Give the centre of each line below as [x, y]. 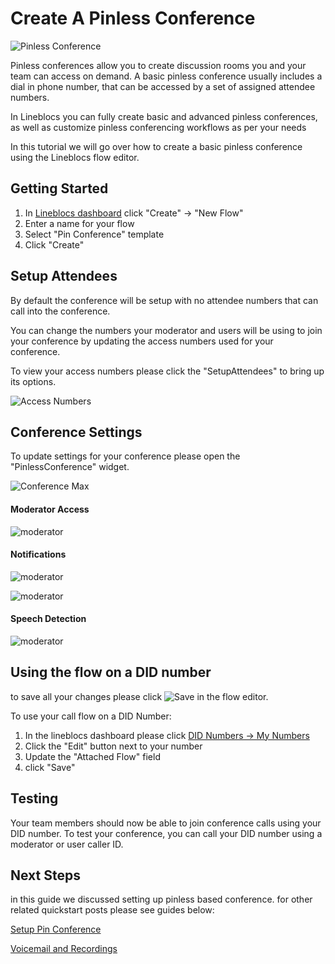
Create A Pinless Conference [133, 18]
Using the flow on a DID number [111, 672]
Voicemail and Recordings [64, 949]
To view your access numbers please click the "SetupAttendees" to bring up [167, 371]
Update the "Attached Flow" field [92, 756]
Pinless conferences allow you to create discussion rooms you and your [158, 65]
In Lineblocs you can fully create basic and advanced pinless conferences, [164, 116]
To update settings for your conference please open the [125, 456]
